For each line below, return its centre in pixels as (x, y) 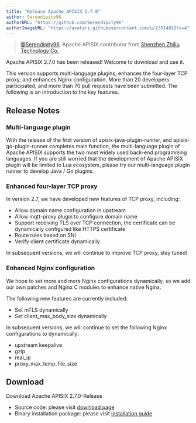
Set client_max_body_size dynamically (61, 316)
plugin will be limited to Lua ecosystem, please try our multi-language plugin (98, 165)
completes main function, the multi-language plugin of (114, 146)
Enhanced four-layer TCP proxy (52, 186)
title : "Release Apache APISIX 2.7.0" (53, 11)
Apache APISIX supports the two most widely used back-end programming (97, 152)
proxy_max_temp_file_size (46, 363)
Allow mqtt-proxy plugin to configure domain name (76, 217)
